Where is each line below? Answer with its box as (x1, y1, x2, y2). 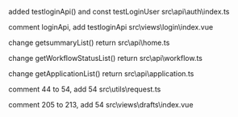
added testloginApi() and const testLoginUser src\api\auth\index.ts (8, 7, 230, 16)
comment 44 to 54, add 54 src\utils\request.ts (8, 84, 161, 94)
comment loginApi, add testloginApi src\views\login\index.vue (8, 22, 214, 31)
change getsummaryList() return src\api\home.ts (8, 38, 170, 47)
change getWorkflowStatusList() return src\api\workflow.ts (8, 54, 203, 63)
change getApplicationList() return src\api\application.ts (8, 69, 194, 79)
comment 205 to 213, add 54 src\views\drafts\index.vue (8, 100, 194, 109)
